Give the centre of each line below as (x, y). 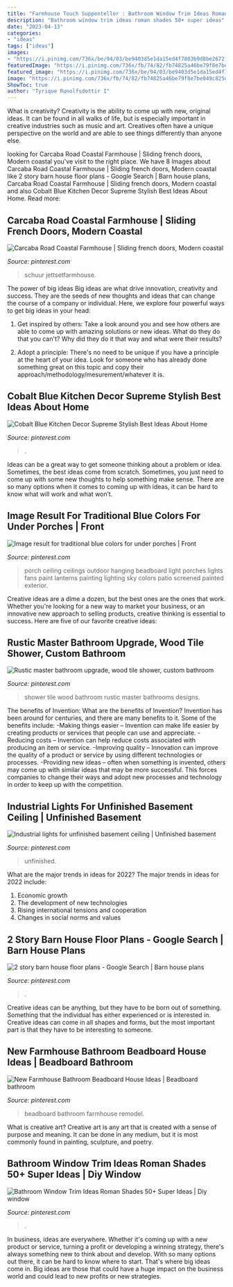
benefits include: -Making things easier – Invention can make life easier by (113, 726)
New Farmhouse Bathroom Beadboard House (107, 1052)
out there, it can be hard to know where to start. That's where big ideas (109, 1261)
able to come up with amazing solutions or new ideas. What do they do (119, 331)
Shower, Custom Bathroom (67, 654)
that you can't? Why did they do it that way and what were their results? (120, 339)
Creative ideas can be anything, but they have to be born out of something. (114, 1007)
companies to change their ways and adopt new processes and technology (115, 777)
